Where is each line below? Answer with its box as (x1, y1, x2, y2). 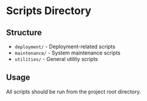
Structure (6, 28, 42, 38)
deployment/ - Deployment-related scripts (14, 43, 116, 50)
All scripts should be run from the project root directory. (6, 88, 141, 95)
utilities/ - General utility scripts (14, 56, 98, 62)
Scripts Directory (6, 4, 92, 18)
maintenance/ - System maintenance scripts (14, 49, 121, 56)
